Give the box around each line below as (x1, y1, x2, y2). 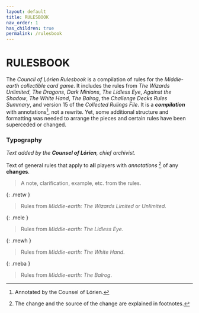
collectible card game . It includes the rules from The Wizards (20, 82, 170, 90)
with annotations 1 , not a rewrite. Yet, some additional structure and (6, 107, 169, 116)
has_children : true (6, 25, 54, 31)
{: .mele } (6, 214, 28, 221)
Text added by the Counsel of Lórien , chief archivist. (6, 149, 136, 156)
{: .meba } (6, 260, 31, 267)
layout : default (6, 8, 46, 15)
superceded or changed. (6, 121, 67, 128)
